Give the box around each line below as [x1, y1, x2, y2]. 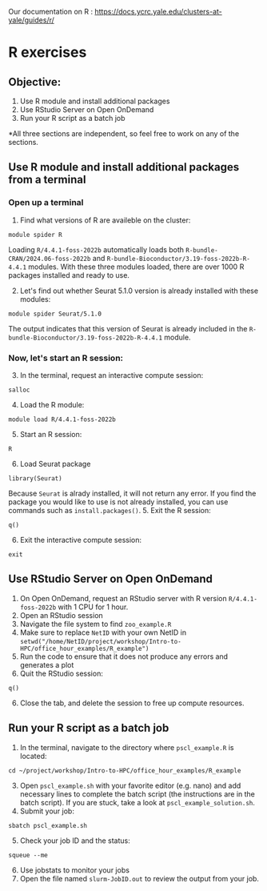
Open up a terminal [8, 197, 84, 208]
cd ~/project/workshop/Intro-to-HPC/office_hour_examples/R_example [8, 766, 241, 775]
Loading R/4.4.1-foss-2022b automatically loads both [8, 244, 185, 255]
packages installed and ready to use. [8, 270, 130, 279]
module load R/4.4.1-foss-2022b [8, 415, 116, 423]
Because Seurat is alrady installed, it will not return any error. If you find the [8, 488, 257, 498]
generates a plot [19, 660, 74, 669]
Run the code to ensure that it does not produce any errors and [19, 652, 229, 661]
